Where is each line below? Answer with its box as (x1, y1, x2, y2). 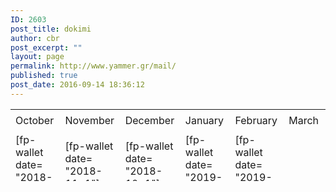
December (124, 114, 175, 127)
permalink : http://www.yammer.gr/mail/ (10, 61, 177, 71)
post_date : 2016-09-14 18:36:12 (10, 80, 145, 90)
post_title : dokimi (10, 24, 92, 34)
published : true (10, 71, 78, 81)
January (184, 114, 225, 127)
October (15, 114, 55, 127)
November (64, 114, 115, 127)
